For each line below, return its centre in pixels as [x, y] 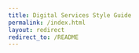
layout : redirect [37, 30]
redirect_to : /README [44, 37]
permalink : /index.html [47, 23]
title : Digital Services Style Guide [70, 15]
